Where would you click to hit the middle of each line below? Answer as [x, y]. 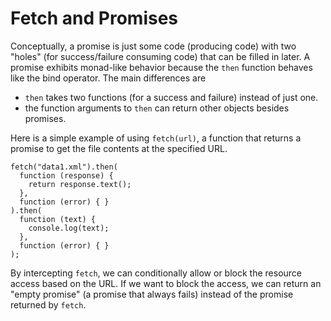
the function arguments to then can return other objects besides [157, 108]
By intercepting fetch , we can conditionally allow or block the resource [156, 273]
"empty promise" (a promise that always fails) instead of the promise [152, 294]
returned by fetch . [48, 304]
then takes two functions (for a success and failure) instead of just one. [171, 97]
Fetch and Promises [94, 18]
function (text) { [58, 219]
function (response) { [66, 175]
